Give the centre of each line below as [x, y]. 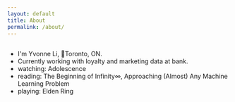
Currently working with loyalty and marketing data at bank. [103, 61]
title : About [26, 20]
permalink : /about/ [36, 27]
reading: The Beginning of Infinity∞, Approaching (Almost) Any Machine [122, 76]
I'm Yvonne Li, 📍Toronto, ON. [60, 53]
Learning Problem [43, 83]
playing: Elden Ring [46, 91]
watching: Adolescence [52, 68]
